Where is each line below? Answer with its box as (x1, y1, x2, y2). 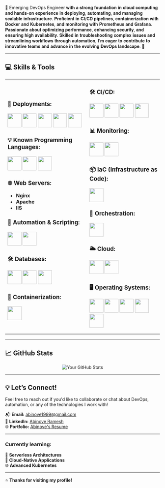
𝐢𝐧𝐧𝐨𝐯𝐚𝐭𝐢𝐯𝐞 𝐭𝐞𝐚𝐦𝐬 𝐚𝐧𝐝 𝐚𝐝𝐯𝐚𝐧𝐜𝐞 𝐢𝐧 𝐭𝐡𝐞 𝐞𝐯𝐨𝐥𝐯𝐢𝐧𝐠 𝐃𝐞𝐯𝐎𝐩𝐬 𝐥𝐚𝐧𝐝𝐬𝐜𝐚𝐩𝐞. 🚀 (5, 43, 145, 49)
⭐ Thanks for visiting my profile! (5, 477, 72, 483)
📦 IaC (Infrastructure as (89, 165, 158, 173)
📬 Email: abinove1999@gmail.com (5, 411, 77, 417)
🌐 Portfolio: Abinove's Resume (5, 424, 68, 429)
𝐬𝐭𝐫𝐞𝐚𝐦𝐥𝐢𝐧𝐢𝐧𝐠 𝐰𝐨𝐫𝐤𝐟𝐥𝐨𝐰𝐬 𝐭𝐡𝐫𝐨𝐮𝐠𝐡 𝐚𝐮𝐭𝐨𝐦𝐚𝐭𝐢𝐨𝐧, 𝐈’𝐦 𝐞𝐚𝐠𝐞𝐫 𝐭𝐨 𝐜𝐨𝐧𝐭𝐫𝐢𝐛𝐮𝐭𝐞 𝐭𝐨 (5, 38, 151, 44)
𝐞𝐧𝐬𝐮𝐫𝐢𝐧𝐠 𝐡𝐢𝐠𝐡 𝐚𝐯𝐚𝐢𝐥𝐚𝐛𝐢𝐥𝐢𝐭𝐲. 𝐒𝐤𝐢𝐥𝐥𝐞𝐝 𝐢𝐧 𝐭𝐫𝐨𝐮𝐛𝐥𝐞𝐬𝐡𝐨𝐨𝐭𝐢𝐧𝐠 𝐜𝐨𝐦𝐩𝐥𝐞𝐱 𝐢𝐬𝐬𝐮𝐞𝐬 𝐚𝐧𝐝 (5, 32, 156, 38)
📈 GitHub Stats (5, 349, 53, 357)
